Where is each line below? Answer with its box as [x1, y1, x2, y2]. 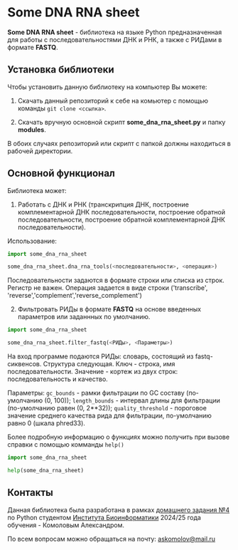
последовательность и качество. [7, 375, 108, 383]
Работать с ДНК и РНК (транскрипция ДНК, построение [17, 200, 190, 209]
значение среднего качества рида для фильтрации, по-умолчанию [7, 411, 212, 420]
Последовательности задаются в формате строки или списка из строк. [7, 276, 225, 285]
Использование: [7, 237, 57, 245]
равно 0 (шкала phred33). [7, 419, 85, 427]
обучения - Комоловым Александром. [7, 521, 124, 529]
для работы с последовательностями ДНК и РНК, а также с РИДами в [7, 35, 222, 43]
